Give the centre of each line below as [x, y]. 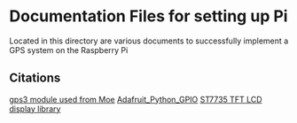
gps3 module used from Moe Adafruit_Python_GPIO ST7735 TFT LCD [136, 99]
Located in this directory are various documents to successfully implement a [149, 41]
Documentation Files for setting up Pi [148, 16]
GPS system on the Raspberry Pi [69, 50]
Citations [35, 78]
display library [35, 109]
